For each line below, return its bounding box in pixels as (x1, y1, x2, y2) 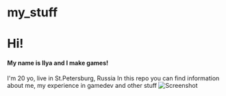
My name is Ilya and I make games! (7, 59, 109, 67)
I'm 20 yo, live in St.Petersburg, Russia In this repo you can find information (7, 74, 220, 82)
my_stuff (7, 5, 58, 20)
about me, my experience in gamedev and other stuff (7, 81, 158, 89)
